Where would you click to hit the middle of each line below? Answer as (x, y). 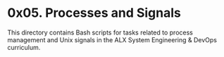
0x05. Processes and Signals (94, 13)
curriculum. (24, 47)
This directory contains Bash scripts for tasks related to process (100, 32)
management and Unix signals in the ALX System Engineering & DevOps (112, 39)
